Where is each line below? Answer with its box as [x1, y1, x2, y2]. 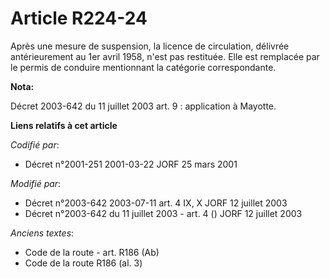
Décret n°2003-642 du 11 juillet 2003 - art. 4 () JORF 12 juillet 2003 [24, 207, 303, 219]
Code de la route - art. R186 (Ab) [24, 246, 160, 258]
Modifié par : [10, 177, 62, 189]
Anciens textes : [10, 227, 75, 239]
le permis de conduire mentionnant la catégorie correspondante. [10, 61, 277, 73]
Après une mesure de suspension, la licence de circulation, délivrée [10, 40, 290, 52]
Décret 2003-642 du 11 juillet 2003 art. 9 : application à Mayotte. [10, 100, 277, 112]
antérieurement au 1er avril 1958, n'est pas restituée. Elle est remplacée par [10, 50, 320, 62]
